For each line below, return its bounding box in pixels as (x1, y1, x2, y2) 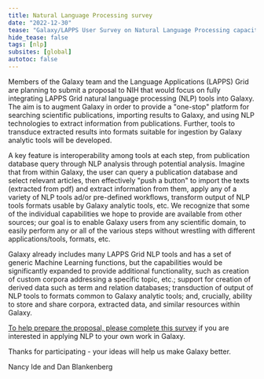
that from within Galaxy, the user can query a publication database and (8, 167, 238, 177)
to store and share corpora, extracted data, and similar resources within (8, 300, 240, 309)
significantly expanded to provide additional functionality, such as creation (8, 266, 249, 275)
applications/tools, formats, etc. (8, 234, 112, 244)
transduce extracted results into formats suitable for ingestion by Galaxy (8, 127, 242, 136)
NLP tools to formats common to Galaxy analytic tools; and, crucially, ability (8, 291, 253, 300)
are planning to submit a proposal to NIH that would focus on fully (8, 85, 222, 94)
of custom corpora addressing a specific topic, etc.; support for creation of (8, 274, 251, 284)
